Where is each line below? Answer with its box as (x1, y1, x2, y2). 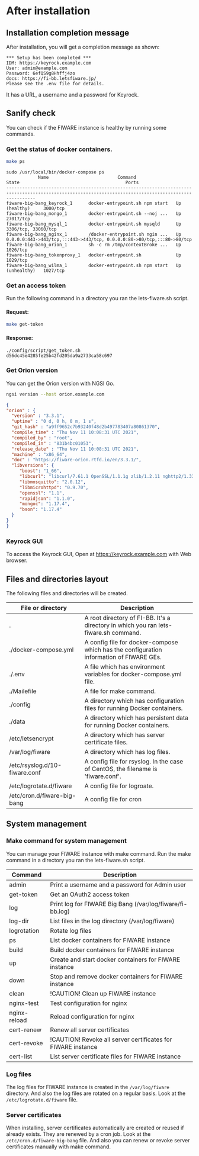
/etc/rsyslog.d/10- (9, 761, 62, 769)
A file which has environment (84, 662, 165, 670)
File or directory (20, 603, 67, 612)
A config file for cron (84, 795, 142, 803)
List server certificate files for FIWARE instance (50, 1052, 181, 1061)
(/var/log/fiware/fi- (134, 900, 188, 908)
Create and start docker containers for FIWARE (50, 955, 181, 964)
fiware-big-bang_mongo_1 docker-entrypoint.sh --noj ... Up (6, 210, 182, 217)
